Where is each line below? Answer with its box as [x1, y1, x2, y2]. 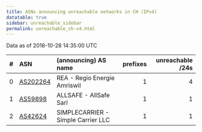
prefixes [122, 60, 147, 68]
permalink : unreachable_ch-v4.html [6, 25, 96, 32]
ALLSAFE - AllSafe [56, 91, 110, 100]
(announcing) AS [56, 56, 106, 65]
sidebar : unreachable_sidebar [6, 20, 82, 26]
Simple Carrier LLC [56, 116, 110, 124]
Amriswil [56, 82, 81, 90]
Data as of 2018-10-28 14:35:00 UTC [6, 42, 97, 49]
